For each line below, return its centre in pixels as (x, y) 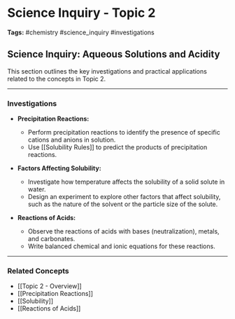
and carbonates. (51, 239)
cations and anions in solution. (72, 140)
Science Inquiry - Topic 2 (81, 13)
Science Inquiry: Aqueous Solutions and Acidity (114, 54)
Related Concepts (38, 271)
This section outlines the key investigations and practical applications (107, 71)
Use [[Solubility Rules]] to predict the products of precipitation (117, 147)
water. (37, 189)
